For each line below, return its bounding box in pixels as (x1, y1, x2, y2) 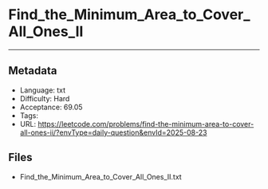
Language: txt (19, 85, 66, 95)
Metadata (8, 64, 57, 77)
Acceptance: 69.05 (19, 102, 83, 112)
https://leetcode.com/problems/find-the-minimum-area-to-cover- (37, 119, 254, 128)
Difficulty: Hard (19, 93, 70, 103)
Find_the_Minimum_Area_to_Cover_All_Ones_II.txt (19, 171, 182, 181)
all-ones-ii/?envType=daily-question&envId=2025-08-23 (19, 128, 207, 137)
